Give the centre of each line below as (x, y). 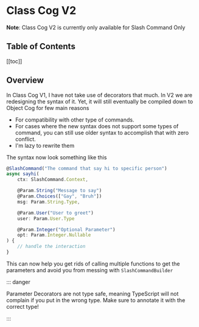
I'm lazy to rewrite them (45, 145)
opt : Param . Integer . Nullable (54, 235)
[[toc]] (14, 61)
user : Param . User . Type (46, 219)
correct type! (23, 306)
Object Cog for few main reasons (48, 108)
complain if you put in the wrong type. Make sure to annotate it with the (96, 300)
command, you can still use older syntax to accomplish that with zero (102, 133)
